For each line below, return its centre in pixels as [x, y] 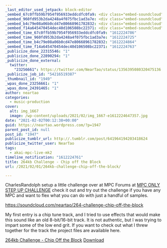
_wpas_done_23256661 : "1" [32, 83]
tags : [11, 148]
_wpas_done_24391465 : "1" [32, 88]
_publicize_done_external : [33, 61]
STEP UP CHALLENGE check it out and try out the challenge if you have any [83, 190]
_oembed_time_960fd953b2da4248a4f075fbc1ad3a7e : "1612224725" [71, 38]
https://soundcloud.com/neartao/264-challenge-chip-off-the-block [74, 205]
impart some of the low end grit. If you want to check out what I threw [77, 225]
